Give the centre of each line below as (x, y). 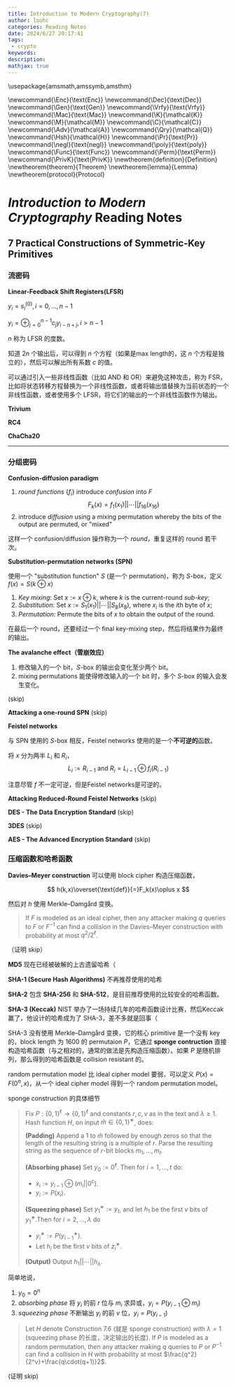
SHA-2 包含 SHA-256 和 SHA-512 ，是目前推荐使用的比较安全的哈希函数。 (116, 994)
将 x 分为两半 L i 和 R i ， (40, 756)
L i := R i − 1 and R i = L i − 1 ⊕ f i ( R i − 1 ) (118, 769)
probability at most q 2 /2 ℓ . (62, 935)
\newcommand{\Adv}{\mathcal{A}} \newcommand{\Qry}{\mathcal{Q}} (110, 129)
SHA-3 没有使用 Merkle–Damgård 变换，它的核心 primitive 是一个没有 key (114, 1033)
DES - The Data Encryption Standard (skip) (71, 812)
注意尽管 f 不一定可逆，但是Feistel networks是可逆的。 (87, 784)
